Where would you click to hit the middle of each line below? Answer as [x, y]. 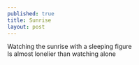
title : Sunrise [29, 20]
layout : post [26, 27]
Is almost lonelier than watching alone [62, 54]
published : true [31, 14]
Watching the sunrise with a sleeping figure [69, 47]
